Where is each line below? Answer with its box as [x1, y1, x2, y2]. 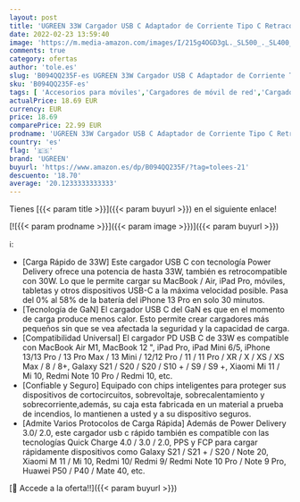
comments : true [9, 46, 66, 55]
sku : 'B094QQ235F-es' [9, 79, 90, 88]
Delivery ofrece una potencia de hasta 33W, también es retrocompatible [21, 266, 287, 277]
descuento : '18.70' [9, 171, 82, 180]
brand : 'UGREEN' [9, 154, 70, 163]
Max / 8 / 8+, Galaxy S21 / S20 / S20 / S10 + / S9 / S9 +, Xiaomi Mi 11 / [21, 361, 280, 372]
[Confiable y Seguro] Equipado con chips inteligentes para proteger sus [21, 381, 287, 391]
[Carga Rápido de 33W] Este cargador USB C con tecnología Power [21, 256, 271, 268]
